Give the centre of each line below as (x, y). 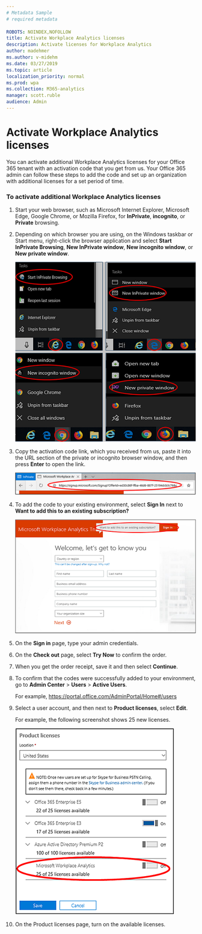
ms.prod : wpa (23, 83)
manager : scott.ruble (33, 96)
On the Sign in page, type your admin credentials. (77, 643)
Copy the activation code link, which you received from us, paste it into (103, 451)
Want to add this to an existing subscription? (72, 511)
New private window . (42, 254)
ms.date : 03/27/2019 (32, 63)
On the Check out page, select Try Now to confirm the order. (91, 655)
